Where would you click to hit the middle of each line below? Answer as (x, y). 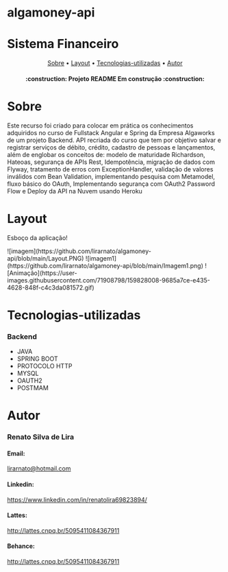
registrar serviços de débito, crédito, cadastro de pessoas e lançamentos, (111, 147)
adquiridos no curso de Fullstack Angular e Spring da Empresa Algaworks (111, 132)
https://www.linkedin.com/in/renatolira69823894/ (77, 499)
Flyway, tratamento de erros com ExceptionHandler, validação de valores (110, 169)
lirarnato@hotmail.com (39, 468)
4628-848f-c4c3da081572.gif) (51, 287)
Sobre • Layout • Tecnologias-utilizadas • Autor (115, 63)
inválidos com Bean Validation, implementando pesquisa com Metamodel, (111, 176)
